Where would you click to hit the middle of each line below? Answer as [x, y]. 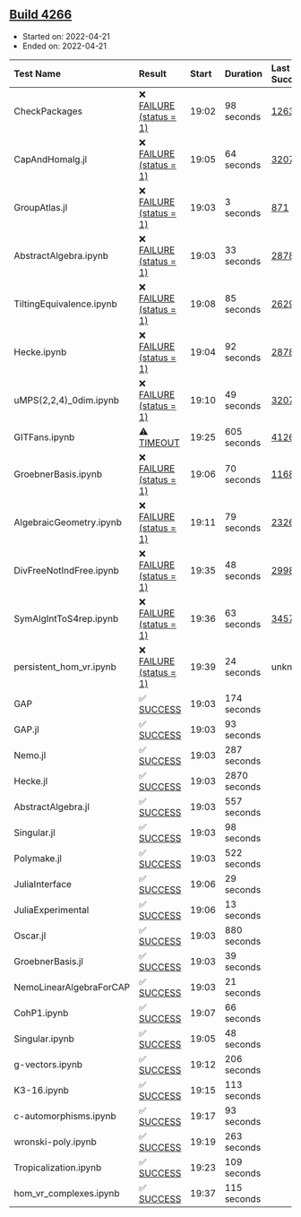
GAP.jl [26, 729]
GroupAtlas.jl [41, 207]
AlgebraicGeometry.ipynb [68, 522]
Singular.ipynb [44, 1039]
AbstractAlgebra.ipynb [61, 255]
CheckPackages [48, 111]
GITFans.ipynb [44, 436]
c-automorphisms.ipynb [65, 1116]
